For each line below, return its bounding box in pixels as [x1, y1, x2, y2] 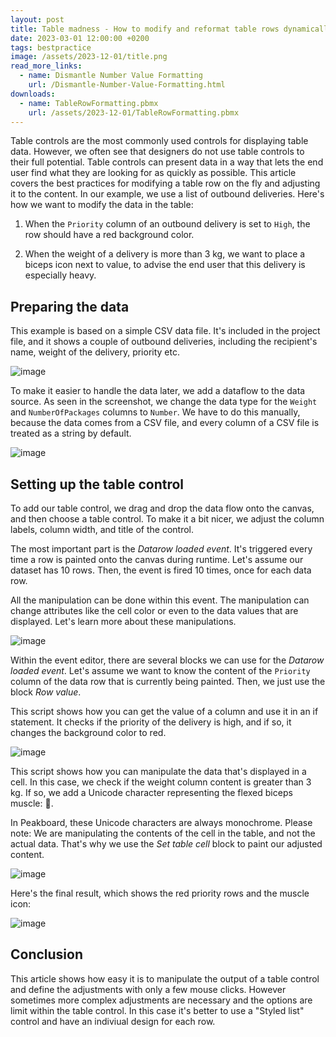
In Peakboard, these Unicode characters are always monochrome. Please [10, 817, 313, 828]
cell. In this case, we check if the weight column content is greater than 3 [10, 776, 312, 788]
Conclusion [10, 946, 84, 963]
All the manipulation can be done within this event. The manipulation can [10, 594, 310, 606]
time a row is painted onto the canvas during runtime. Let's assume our [10, 554, 304, 565]
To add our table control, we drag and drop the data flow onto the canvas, [10, 502, 315, 514]
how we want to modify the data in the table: [10, 199, 194, 211]
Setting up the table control [10, 476, 185, 493]
